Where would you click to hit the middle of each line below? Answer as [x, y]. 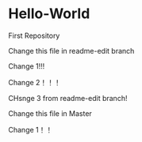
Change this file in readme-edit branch [71, 50]
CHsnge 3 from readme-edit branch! [68, 98]
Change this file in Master [50, 113]
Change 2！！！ [35, 82]
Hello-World [49, 14]
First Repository [34, 35]
